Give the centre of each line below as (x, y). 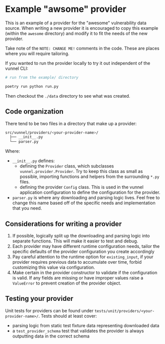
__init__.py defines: (33, 161)
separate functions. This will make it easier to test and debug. (75, 241)
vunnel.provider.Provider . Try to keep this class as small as (81, 172)
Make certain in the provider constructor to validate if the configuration (85, 272)
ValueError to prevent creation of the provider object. (67, 283)
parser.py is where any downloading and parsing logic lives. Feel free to (86, 198)
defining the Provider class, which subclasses (67, 166)
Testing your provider (39, 299)
